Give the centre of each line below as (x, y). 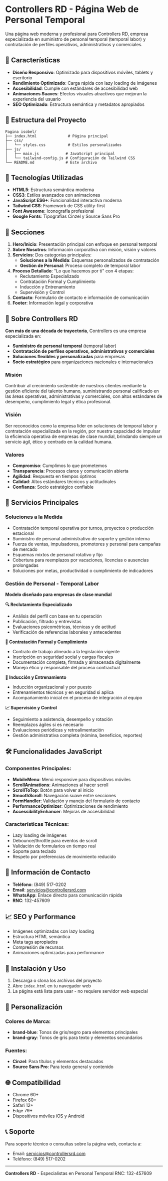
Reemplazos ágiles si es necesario (48, 724)
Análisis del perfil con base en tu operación (57, 616)
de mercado (25, 549)
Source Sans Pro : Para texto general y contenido (63, 1067)
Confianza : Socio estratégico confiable (53, 487)
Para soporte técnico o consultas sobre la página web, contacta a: (73, 1144)
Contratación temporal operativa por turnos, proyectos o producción (83, 528)
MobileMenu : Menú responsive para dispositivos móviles (71, 779)
